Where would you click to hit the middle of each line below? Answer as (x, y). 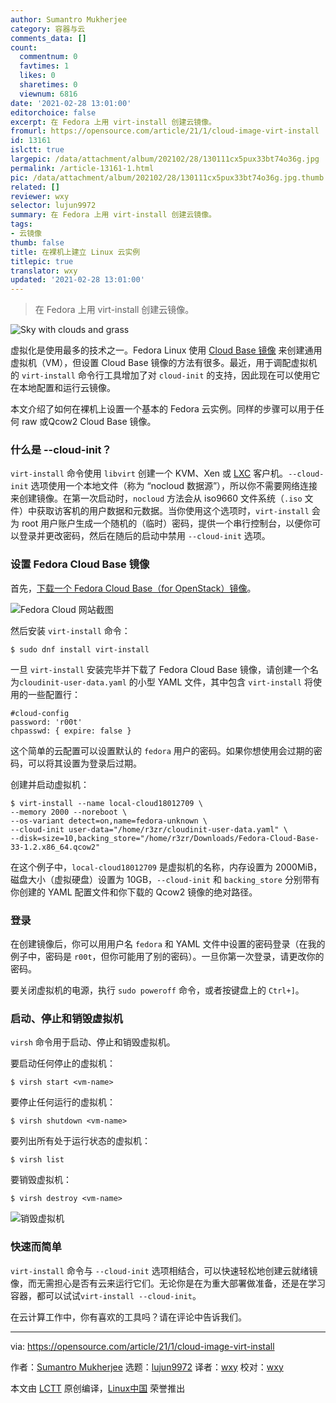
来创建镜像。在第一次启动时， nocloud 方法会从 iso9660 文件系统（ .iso (156, 498)
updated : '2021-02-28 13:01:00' (77, 280)
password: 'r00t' (46, 722)
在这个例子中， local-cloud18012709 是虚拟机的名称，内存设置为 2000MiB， (166, 867)
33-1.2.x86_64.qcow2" (55, 847)
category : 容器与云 (48, 29)
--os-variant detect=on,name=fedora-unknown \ (109, 821)
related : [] (35, 187)
